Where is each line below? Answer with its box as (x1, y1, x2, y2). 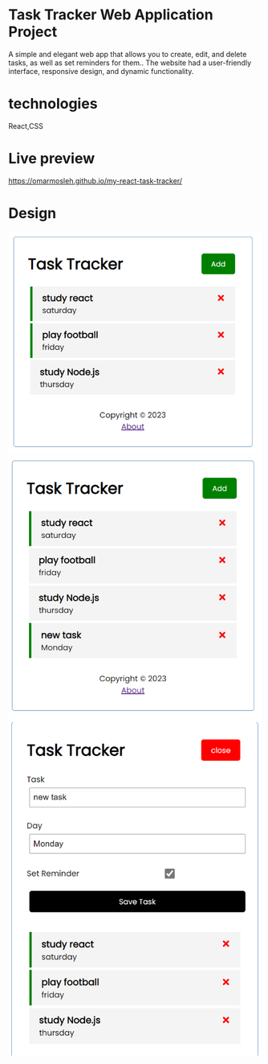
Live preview (8, 150, 95, 168)
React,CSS (8, 121, 44, 130)
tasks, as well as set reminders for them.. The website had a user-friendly (8, 58, 252, 68)
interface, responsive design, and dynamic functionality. (8, 66, 194, 76)
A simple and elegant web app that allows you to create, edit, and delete (8, 49, 247, 59)
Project (8, 23, 58, 41)
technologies (8, 95, 98, 113)
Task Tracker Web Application (8, 6, 214, 24)
